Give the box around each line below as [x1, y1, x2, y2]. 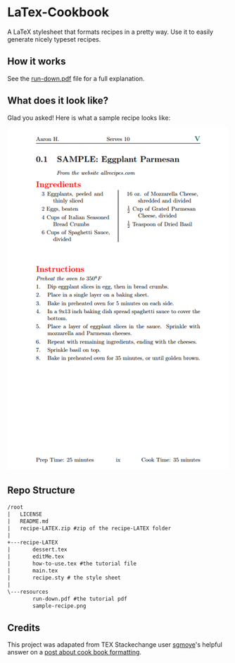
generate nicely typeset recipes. [7, 35, 101, 43]
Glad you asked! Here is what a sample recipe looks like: [7, 114, 171, 122]
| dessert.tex [7, 546, 68, 554]
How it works [7, 56, 66, 68]
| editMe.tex [7, 553, 65, 561]
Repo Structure [7, 484, 75, 496]
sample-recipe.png [32, 602, 87, 610]
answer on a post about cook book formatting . [7, 648, 142, 657]
